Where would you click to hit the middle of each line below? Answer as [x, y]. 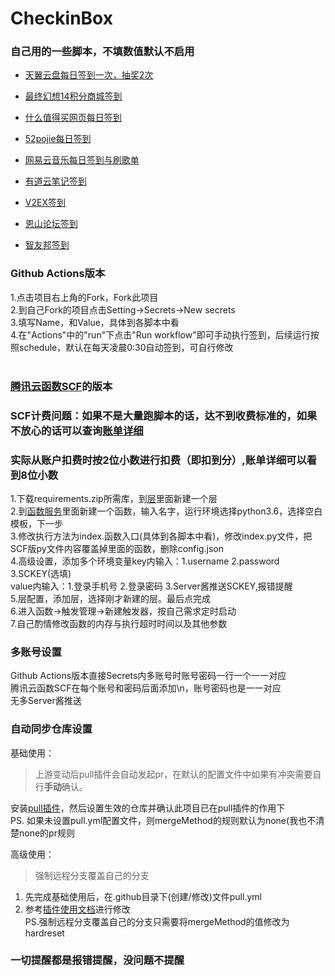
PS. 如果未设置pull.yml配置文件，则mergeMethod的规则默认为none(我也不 [163, 820]
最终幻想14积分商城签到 [73, 96]
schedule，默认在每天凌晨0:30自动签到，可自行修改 [126, 347]
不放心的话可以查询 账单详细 [77, 430]
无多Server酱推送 [46, 701]
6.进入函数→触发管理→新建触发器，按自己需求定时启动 [123, 611]
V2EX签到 [45, 203]
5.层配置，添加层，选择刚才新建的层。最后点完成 [110, 598]
